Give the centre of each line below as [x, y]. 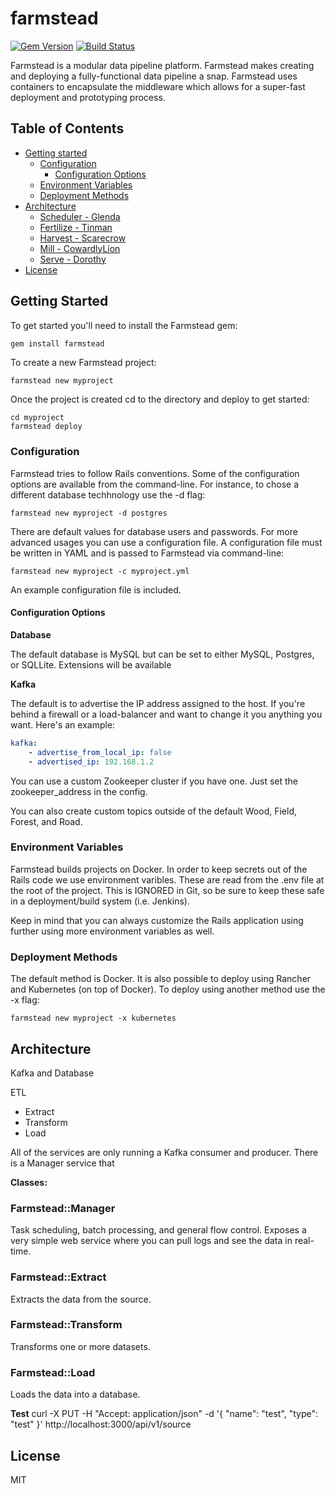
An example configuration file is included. [96, 589]
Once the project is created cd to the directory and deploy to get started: [160, 399]
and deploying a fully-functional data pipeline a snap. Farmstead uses [154, 76]
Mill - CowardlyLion [80, 248]
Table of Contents [67, 128]
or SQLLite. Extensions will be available [91, 664]
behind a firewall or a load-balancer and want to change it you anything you [166, 714]
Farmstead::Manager [63, 1208]
